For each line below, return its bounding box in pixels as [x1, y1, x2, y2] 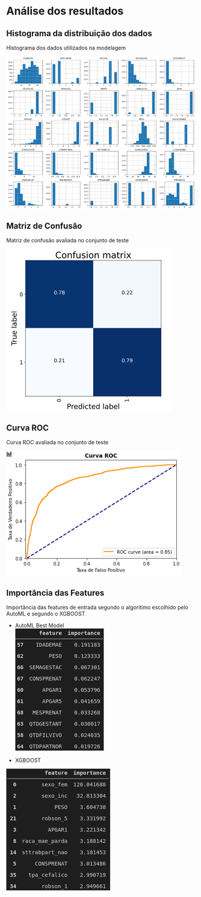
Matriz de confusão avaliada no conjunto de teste [6, 237, 129, 244]
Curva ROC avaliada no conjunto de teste [6, 439, 109, 446]
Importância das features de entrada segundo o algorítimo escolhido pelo [6, 603, 188, 611]
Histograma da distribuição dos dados [6, 28, 152, 39]
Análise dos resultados [6, 4, 124, 18]
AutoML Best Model [14, 622, 64, 629]
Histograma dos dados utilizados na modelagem [6, 44, 126, 51]
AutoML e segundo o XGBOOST [6, 610, 85, 617]
